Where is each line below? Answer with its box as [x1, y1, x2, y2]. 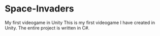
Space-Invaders [5, 3, 74, 14]
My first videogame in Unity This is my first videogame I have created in [5, 19, 155, 25]
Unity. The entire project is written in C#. [5, 24, 90, 30]
